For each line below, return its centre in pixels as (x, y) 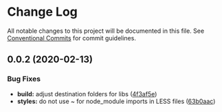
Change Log (42, 12)
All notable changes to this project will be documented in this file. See (106, 31)
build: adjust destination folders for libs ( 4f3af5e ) (87, 94)
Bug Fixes (24, 79)
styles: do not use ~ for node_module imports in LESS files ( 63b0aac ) (116, 101)
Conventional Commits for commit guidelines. (71, 38)
